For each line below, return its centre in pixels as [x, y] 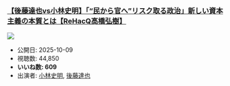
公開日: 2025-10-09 [45, 50]
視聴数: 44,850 [38, 59]
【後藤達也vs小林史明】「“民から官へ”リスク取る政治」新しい [108, 10]
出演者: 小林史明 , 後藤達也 [54, 76]
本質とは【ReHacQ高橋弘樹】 [78, 20]
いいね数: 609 [37, 67]
